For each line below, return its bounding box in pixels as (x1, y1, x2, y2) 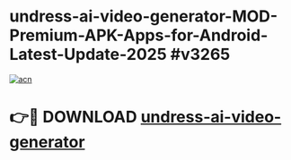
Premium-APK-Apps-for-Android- (9, 25, 269, 46)
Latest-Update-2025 (9, 45, 168, 64)
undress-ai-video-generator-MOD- (9, 6, 278, 27)
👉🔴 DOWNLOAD (9, 107, 137, 127)
